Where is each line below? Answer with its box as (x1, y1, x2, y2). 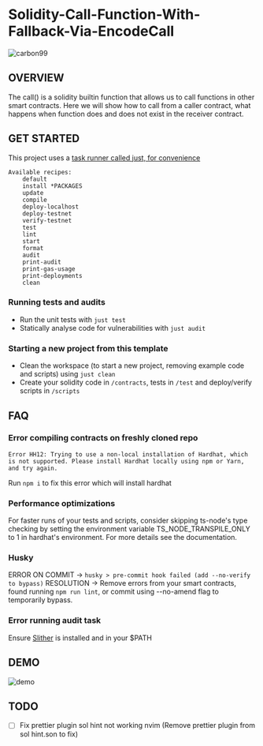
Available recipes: (8, 168, 72, 176)
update (22, 189, 44, 197)
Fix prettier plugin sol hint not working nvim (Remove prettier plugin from (19, 721, 256, 730)
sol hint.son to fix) (19, 729, 79, 739)
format (22, 244, 44, 252)
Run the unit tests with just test (19, 314, 126, 324)
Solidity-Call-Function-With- (8, 6, 201, 24)
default (22, 175, 47, 183)
